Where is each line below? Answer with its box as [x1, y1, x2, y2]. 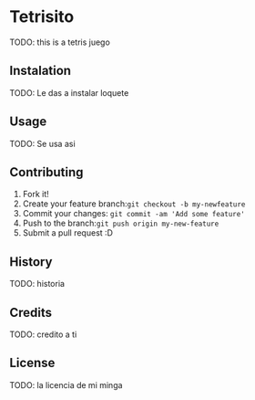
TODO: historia [9, 279, 66, 289]
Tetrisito [9, 6, 75, 27]
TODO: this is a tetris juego [9, 37, 111, 47]
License [9, 355, 56, 371]
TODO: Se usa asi [9, 138, 76, 149]
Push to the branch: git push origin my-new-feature [22, 217, 219, 229]
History [9, 254, 53, 269]
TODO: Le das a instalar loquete [9, 87, 129, 98]
